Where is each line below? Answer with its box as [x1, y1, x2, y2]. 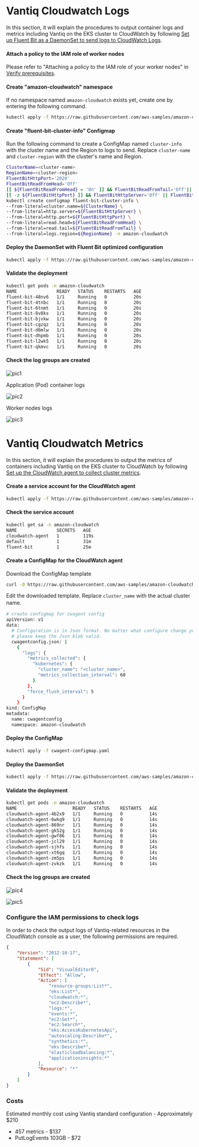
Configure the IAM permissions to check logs [6, 913, 139, 921]
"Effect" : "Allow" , [37, 972, 86, 978]
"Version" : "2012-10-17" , [17, 950, 81, 956]
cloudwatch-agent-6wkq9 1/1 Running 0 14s [6, 816, 158, 822]
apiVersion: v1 [6, 617, 44, 623]
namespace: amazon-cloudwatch [11, 721, 86, 728]
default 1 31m [6, 538, 92, 545]
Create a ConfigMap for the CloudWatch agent [6, 557, 123, 564]
